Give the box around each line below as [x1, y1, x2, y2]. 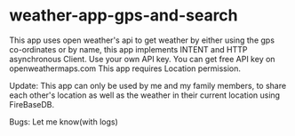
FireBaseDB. [9, 99, 55, 109]
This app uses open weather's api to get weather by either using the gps [9, 35, 275, 45]
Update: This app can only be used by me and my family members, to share [9, 80, 287, 91]
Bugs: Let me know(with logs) [9, 116, 118, 127]
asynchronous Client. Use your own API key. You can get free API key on [9, 53, 275, 64]
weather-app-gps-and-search [9, 5, 238, 26]
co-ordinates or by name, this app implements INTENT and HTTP [9, 44, 248, 54]
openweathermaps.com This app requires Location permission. [9, 63, 242, 74]
